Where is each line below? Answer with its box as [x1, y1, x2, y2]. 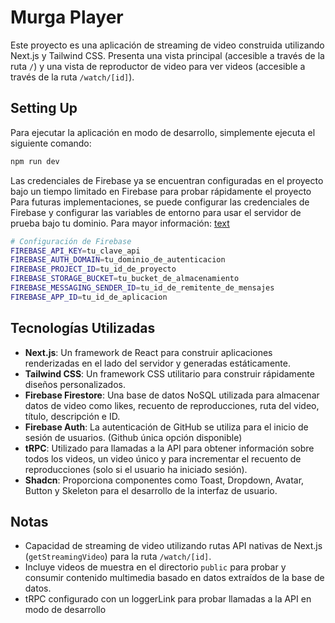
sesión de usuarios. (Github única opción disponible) [24, 431, 243, 443]
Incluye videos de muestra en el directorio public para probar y [24, 561, 287, 573]
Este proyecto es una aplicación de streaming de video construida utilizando [10, 39, 325, 51]
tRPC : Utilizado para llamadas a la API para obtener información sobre [24, 442, 315, 454]
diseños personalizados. [24, 378, 126, 390]
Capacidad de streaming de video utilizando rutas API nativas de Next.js [24, 540, 323, 552]
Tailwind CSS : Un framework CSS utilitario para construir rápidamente [24, 367, 315, 380]
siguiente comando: [10, 137, 92, 149]
